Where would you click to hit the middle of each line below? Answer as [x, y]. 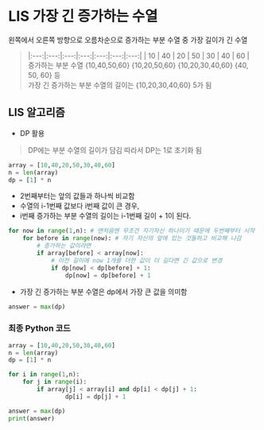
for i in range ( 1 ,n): [44, 374]
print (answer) [32, 418]
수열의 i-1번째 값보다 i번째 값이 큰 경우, [80, 206]
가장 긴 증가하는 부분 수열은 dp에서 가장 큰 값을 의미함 [103, 292]
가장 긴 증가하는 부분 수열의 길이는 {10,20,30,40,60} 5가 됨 [120, 85]
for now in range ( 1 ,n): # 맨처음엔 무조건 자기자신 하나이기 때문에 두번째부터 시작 [132, 231]
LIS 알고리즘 [37, 112]
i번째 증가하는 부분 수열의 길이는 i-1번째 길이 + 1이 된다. [105, 216]
